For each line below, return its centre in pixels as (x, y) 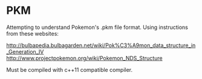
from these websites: (33, 33)
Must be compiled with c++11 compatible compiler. (70, 69)
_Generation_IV (25, 51)
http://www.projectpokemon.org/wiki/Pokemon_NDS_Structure (84, 58)
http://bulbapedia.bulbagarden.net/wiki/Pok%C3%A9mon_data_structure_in (101, 45)
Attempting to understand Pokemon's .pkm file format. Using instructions (97, 27)
